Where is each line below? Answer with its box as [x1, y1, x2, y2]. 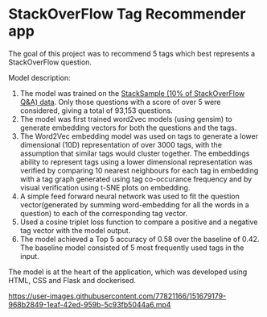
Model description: [8, 73, 71, 82]
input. [19, 251, 39, 261]
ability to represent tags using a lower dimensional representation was [19, 156, 253, 166]
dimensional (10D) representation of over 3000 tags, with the [19, 140, 223, 149]
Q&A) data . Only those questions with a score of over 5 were [19, 97, 221, 106]
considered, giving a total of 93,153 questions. [19, 106, 173, 115]
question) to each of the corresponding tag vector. [19, 208, 188, 218]
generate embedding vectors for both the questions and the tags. [19, 123, 237, 132]
